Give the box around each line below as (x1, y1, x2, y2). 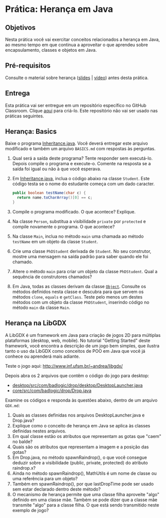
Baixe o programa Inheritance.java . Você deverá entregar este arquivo (5, 140, 148, 146)
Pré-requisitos (5, 61, 51, 70)
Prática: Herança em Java (5, 3, 113, 15)
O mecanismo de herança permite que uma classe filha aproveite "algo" (12, 491, 160, 497)
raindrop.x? (12, 465, 36, 471)
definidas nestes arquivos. (12, 428, 66, 434)
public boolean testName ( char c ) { (12, 191, 86, 196)
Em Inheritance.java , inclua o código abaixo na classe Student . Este (12, 176, 150, 182)
